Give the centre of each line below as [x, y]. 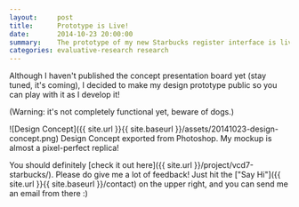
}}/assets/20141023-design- [226, 129]
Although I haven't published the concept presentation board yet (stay [138, 76]
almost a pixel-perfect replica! [65, 148]
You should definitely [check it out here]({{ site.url [101, 165]
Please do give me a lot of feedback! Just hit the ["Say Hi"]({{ [168, 175]
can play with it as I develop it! [65, 95]
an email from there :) [49, 194]
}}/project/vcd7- [224, 165]
